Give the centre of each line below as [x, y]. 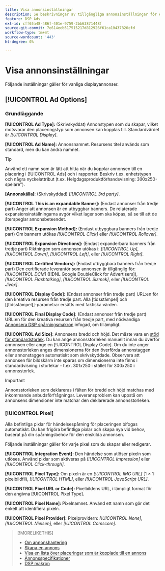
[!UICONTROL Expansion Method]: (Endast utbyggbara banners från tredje [82, 229]
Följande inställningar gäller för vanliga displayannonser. [62, 84]
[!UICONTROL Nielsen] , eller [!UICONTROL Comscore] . [61, 523]
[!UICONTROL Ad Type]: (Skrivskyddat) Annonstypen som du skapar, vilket [82, 124]
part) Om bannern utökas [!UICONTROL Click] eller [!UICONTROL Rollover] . [82, 234]
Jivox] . [12, 285]
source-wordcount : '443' [30, 37]
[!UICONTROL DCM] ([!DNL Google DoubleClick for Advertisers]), [71, 274]
